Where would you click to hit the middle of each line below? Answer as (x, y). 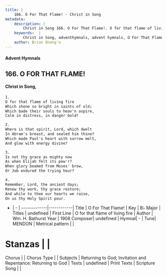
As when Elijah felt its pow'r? (39, 162)
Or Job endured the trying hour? (40, 171)
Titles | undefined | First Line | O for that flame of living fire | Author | (83, 213)
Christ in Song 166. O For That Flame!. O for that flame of (88, 28)
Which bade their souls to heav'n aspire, (50, 111)
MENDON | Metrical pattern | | (43, 224)
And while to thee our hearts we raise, (48, 194)
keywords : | (28, 33)
